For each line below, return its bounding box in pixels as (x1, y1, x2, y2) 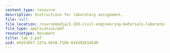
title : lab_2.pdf (5, 36, 42, 41)
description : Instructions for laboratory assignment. (5, 12, 123, 17)
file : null (5, 17, 28, 22)
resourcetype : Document (5, 31, 56, 36)
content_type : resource (5, 7, 56, 13)
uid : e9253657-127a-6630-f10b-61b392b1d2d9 (5, 40, 99, 45)
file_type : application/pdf (5, 26, 65, 31)
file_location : (5, 21, 37, 27)
